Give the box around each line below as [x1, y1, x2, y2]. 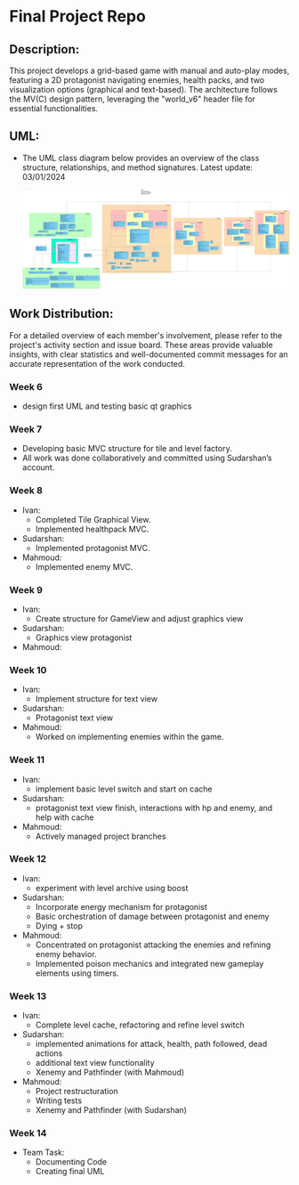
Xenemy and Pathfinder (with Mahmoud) [35, 1067, 185, 1078]
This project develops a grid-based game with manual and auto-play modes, [9, 65, 290, 76]
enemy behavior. [35, 948, 97, 959]
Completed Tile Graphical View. [35, 514, 151, 524]
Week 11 [9, 754, 45, 767]
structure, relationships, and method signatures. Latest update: [21, 162, 254, 173]
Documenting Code [35, 1157, 108, 1167]
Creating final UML [35, 1166, 105, 1177]
